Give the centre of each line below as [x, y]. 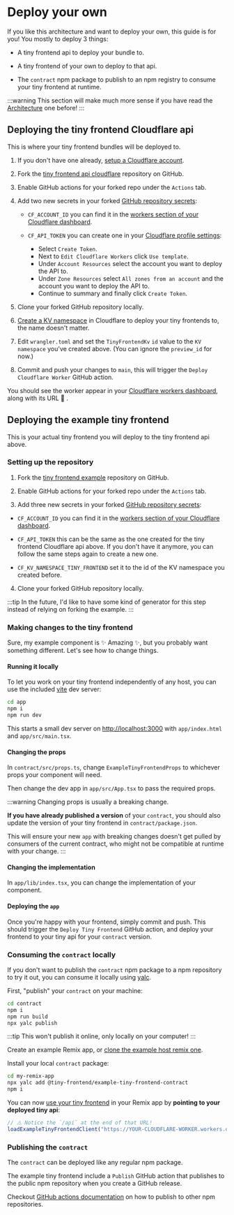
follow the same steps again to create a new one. [88, 554]
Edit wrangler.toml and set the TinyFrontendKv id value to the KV [109, 341]
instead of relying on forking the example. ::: [71, 609]
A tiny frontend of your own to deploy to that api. [87, 66]
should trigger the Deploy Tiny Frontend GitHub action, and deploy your [110, 929]
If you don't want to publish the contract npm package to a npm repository [115, 970]
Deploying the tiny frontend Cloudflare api [100, 130]
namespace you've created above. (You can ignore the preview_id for [115, 348]
